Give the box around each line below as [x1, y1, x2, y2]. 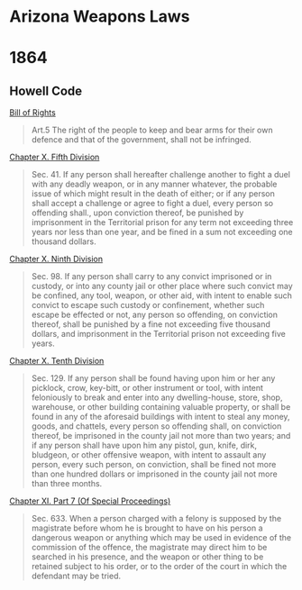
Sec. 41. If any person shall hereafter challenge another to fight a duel [31, 169, 291, 180]
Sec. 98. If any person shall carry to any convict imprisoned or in [31, 271, 272, 282]
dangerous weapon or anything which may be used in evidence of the [31, 532, 291, 543]
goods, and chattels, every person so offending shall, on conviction [31, 421, 282, 431]
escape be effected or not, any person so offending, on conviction [31, 309, 278, 321]
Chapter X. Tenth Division [9, 356, 105, 367]
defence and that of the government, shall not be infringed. [31, 134, 252, 145]
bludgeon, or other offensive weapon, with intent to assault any [31, 449, 267, 460]
